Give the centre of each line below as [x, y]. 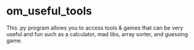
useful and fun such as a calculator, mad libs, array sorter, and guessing [97, 34]
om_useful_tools [49, 11]
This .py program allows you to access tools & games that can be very [95, 28]
